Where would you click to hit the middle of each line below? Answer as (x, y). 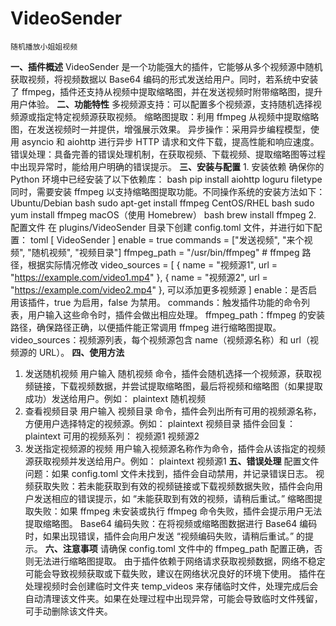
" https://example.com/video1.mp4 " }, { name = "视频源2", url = (139, 277)
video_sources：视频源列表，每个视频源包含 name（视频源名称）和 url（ (160, 339)
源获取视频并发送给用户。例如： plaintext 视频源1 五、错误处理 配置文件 (172, 461)
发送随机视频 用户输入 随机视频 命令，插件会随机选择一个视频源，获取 (168, 373)
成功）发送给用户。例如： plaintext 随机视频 (115, 398)
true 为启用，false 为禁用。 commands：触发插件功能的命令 (177, 302)
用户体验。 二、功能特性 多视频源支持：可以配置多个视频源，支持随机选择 (161, 104)
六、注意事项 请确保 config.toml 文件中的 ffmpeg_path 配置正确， (179, 548)
